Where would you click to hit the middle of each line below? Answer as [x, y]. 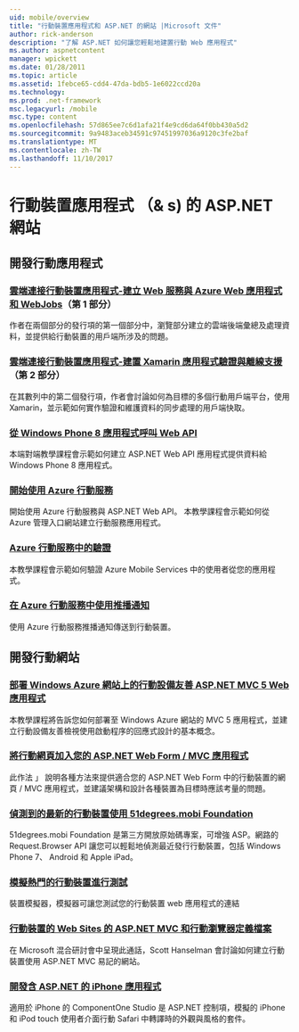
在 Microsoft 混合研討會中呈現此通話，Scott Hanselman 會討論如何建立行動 [147, 950]
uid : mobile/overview [49, 17]
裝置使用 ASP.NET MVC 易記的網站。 [77, 961]
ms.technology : [37, 92]
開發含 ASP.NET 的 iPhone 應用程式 [85, 987]
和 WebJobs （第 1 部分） [63, 304]
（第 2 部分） [37, 376]
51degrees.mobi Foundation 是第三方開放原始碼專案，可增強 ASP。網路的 [144, 835]
